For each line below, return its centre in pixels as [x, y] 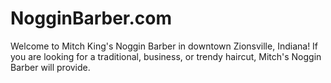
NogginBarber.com [91, 18]
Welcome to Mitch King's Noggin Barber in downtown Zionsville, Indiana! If [164, 46]
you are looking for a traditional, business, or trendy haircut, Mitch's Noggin [166, 56]
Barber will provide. [50, 67]
